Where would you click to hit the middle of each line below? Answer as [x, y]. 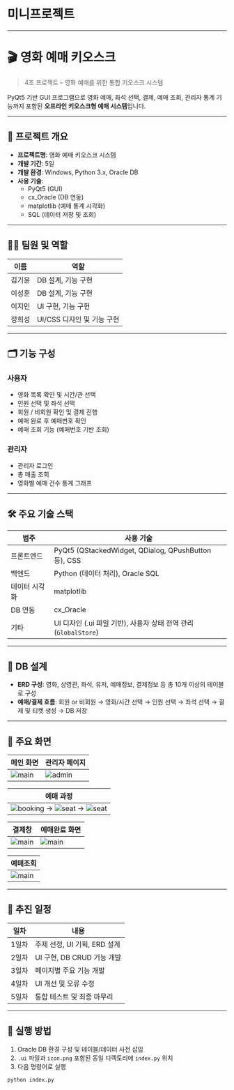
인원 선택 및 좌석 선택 [46, 403]
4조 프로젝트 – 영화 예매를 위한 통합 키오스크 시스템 [94, 82]
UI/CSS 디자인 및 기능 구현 [78, 319]
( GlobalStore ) [76, 633]
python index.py [31, 1080]
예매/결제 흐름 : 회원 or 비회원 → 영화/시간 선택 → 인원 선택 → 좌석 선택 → [117, 702]
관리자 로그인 [35, 466]
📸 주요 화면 [30, 741]
